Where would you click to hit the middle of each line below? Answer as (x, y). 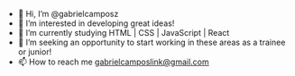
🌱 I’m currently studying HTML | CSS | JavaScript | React (124, 33)
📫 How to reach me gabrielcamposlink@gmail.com (113, 62)
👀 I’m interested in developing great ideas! (96, 23)
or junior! (35, 52)
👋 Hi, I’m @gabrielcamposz (68, 14)
